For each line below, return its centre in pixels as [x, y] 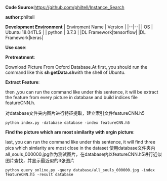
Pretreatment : [20, 57]
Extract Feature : [23, 82]
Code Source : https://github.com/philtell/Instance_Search [65, 7]
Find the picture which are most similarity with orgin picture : [70, 132]
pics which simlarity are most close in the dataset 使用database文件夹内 [80, 148]
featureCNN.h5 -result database [39, 174]
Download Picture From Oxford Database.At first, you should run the [76, 67]
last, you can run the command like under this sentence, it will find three [80, 142]
